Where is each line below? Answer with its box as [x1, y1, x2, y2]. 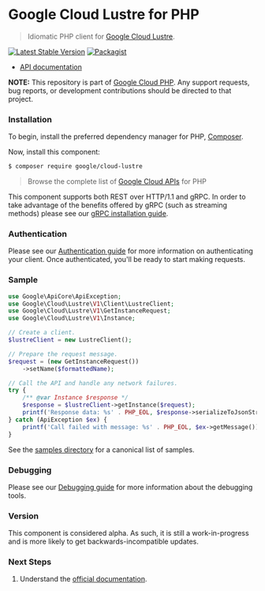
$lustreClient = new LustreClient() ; [8, 336, 132, 344]
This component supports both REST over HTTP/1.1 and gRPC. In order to [8, 192, 246, 202]
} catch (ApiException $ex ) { [8, 416, 108, 424]
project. [8, 94, 34, 103]
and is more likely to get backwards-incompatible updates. [8, 537, 200, 546]
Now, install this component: [8, 148, 100, 157]
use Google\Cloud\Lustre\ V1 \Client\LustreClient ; [8, 300, 175, 308]
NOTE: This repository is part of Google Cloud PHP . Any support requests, [8, 77, 250, 87]
